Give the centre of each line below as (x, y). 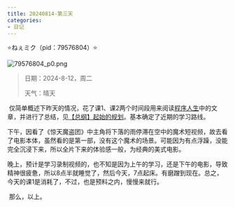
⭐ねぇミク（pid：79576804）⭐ (52, 48)
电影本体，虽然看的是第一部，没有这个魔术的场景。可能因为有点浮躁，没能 (120, 140)
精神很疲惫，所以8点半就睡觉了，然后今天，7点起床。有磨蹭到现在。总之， (115, 173)
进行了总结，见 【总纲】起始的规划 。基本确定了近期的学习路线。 (117, 117)
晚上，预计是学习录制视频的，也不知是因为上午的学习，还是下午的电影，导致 (117, 164)
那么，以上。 (27, 196)
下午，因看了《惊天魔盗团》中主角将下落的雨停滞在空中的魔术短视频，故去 (114, 132)
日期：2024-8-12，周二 (58, 79)
